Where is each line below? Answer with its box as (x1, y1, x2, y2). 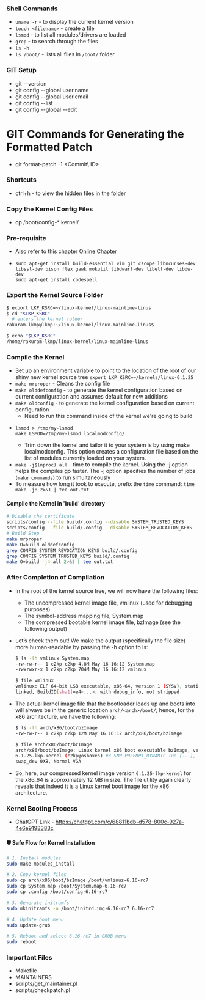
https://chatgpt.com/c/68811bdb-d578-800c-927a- (55, 818, 185, 826)
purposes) (24, 605, 51, 612)
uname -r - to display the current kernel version (15, 18, 134, 26)
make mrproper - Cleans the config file (15, 380, 110, 388)
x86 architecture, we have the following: (15, 713, 117, 720)
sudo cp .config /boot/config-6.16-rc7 (6, 889, 108, 895)
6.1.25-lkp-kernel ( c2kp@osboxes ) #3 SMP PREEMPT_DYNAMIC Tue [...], (15, 753, 196, 759)
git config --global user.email (15, 93, 88, 100)
